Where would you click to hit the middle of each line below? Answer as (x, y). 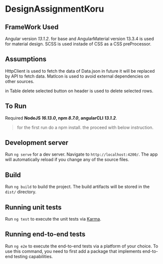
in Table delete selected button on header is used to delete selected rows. (79, 91)
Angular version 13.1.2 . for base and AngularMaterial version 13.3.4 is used (80, 39)
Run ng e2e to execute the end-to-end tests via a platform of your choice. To (82, 246)
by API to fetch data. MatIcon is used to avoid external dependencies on (77, 76)
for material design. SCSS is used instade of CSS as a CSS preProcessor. (78, 44)
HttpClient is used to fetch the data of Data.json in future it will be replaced (80, 71)
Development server (37, 143)
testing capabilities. (33, 256)
